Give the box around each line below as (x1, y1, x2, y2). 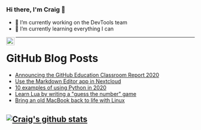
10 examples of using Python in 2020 (14, 84, 106, 91)
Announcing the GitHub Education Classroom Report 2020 (14, 72, 160, 79)
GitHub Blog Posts (6, 52, 99, 65)
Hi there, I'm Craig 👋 (6, 5, 66, 14)
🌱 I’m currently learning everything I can (14, 25, 114, 32)
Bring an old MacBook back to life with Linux (14, 97, 125, 104)
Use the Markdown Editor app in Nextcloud (14, 78, 121, 85)
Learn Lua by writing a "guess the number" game (14, 91, 136, 98)
